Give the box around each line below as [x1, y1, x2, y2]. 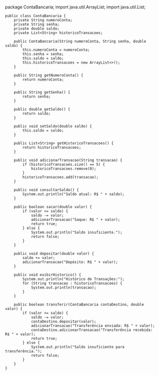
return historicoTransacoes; [22, 145, 81, 150]
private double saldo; [14, 26, 60, 31]
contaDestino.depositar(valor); [31, 319, 96, 324]
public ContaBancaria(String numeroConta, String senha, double [14, 39, 146, 44]
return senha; [22, 94, 51, 99]
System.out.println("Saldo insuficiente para [31, 344, 125, 349]
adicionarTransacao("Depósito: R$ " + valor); [22, 260, 118, 264]
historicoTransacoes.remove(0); [31, 166, 96, 171]
